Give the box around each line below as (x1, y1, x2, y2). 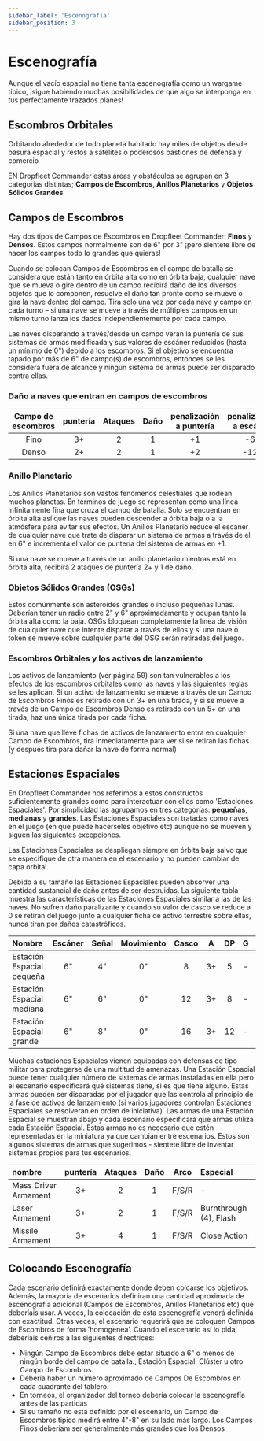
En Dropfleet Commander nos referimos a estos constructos (8, 788, 203, 798)
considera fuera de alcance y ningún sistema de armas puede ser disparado (8, 363, 255, 372)
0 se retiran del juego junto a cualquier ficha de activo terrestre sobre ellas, (8, 911, 251, 921)
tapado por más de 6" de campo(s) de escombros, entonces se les (8, 354, 225, 364)
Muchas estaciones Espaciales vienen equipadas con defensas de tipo (8, 1056, 238, 1065)
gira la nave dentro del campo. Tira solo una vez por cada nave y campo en (8, 297, 253, 307)
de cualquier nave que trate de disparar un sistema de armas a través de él (8, 530, 251, 539)
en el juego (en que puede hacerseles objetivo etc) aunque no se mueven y (8, 822, 253, 832)
